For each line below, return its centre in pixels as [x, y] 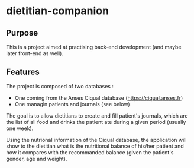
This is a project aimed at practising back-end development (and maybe [94, 47]
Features [23, 72]
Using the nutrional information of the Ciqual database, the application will [96, 140]
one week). [20, 128]
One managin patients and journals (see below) [72, 104]
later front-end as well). [35, 53]
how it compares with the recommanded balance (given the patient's [90, 152]
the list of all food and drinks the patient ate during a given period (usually [96, 122]
